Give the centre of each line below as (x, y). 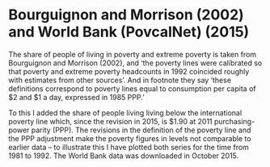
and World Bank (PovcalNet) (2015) (129, 32)
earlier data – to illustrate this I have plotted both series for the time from (129, 147)
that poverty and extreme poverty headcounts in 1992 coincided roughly (129, 71)
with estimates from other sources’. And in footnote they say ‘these (120, 80)
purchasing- (234, 121)
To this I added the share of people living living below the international (125, 113)
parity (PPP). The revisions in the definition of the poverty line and (141, 130)
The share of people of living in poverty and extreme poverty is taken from (133, 54)
